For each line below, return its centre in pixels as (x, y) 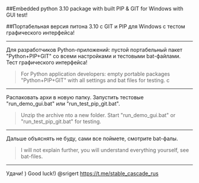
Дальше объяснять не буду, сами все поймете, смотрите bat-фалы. (92, 138)
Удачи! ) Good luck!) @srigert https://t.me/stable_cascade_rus (82, 173)
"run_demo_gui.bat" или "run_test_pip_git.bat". (63, 104)
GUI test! (17, 15)
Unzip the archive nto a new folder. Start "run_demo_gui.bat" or (98, 115)
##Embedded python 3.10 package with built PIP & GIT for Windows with (95, 9)
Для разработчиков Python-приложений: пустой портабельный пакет (94, 50)
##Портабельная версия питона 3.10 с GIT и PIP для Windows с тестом (96, 26)
